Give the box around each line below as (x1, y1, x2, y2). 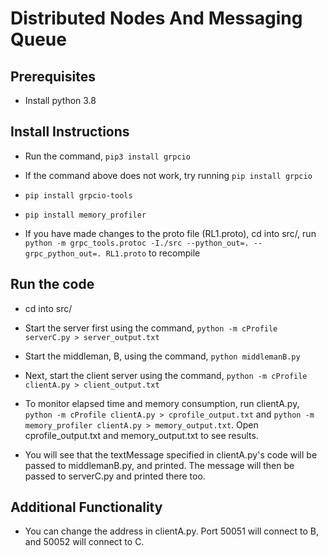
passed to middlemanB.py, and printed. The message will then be (24, 459, 295, 471)
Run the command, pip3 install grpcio (24, 150, 191, 162)
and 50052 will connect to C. (24, 536, 145, 548)
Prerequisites (10, 68, 96, 85)
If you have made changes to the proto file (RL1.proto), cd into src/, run (24, 227, 317, 239)
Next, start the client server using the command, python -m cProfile (24, 369, 308, 381)
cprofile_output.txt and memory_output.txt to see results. (24, 429, 259, 441)
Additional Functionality (10, 499, 163, 516)
